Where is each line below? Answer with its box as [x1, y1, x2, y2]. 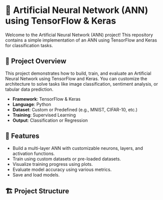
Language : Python [12, 101, 51, 107]
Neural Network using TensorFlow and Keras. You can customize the [5, 75, 147, 82]
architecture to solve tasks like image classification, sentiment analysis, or [5, 81, 158, 87]
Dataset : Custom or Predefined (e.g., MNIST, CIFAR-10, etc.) [12, 106, 138, 112]
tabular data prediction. [5, 86, 54, 92]
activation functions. [12, 150, 55, 156]
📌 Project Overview [5, 57, 67, 66]
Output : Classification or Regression [12, 117, 88, 123]
